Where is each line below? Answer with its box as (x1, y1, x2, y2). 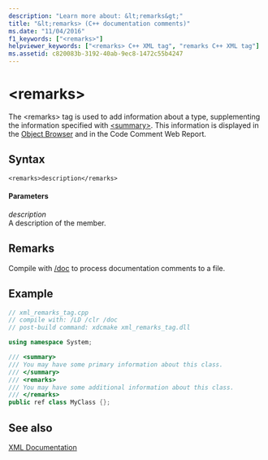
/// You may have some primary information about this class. (8, 360, 223, 369)
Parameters (8, 191, 49, 201)
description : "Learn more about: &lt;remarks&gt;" (8, 11, 184, 20)
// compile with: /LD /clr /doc (8, 316, 118, 324)
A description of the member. (8, 217, 106, 228)
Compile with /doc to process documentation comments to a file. (8, 263, 226, 273)
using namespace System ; (8, 339, 93, 347)
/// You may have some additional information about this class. (8, 383, 234, 392)
